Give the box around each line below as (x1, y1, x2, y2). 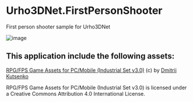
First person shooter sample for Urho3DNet (6, 23, 111, 30)
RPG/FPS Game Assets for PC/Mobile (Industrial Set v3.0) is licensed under (6, 84, 187, 91)
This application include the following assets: (6, 51, 175, 61)
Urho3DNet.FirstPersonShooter (6, 4, 163, 17)
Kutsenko (6, 72, 29, 79)
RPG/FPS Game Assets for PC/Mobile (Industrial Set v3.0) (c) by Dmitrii (6, 67, 177, 74)
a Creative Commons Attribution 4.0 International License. (6, 90, 146, 97)
